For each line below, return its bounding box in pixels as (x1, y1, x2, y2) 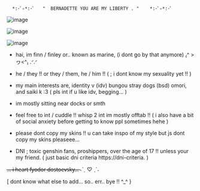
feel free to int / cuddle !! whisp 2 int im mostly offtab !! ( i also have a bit (15, 112, 194, 118)
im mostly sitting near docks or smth (15, 100, 106, 107)
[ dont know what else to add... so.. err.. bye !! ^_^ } (7, 178, 132, 185)
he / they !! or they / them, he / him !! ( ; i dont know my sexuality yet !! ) (15, 70, 192, 77)
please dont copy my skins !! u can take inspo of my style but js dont (15, 130, 185, 136)
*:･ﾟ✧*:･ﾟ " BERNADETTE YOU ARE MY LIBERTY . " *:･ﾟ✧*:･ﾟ (12, 5, 172, 11)
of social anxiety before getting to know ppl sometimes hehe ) (15, 118, 169, 125)
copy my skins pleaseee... (15, 136, 80, 143)
